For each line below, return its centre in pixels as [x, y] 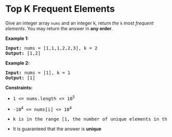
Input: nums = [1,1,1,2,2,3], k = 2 [51, 48]
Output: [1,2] [23, 53]
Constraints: [19, 87]
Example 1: [17, 38]
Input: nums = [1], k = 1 [38, 73]
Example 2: [17, 63]
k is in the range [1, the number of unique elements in [86, 119]
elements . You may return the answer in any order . [59, 28]
